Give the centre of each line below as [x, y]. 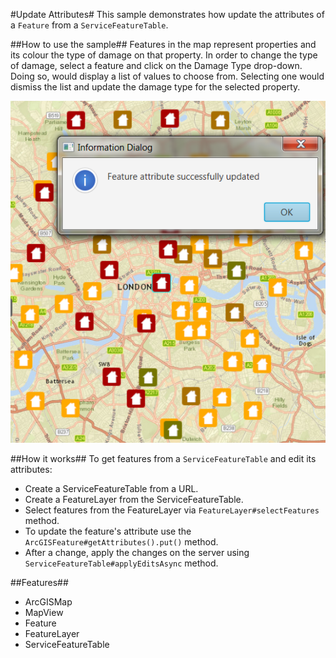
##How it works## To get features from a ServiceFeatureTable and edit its [163, 458]
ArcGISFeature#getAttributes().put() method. [121, 541]
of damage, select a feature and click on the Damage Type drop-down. [156, 65]
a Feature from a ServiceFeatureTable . [89, 25]
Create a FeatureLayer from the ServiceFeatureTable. [134, 499]
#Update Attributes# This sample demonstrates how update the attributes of [167, 14]
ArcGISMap [48, 601]
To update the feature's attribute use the [108, 531]
